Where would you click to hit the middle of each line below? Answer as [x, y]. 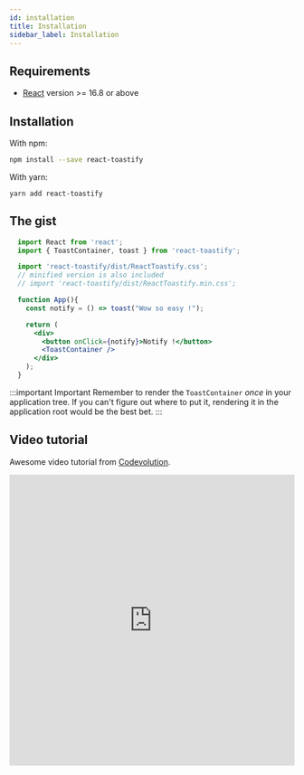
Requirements [50, 71]
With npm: [28, 143]
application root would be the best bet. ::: [86, 411]
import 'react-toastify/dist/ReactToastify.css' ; [113, 267]
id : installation [42, 18]
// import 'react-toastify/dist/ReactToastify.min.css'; [127, 284]
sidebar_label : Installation [64, 34]
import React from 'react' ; [71, 242]
